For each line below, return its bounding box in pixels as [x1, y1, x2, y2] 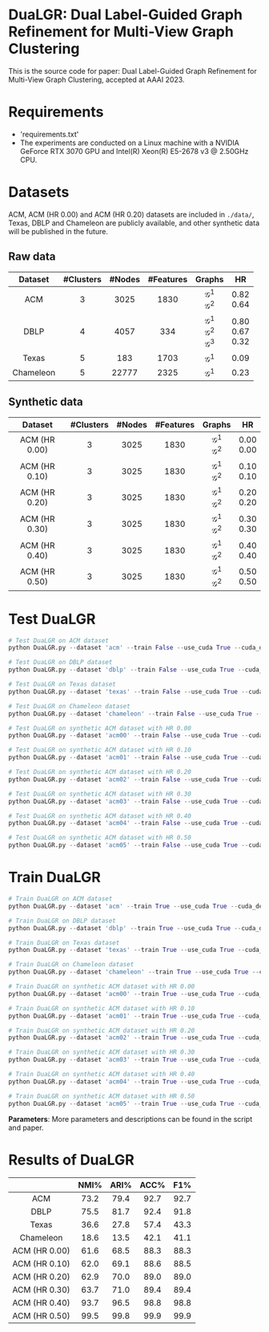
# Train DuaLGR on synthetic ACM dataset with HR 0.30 [8, 1048, 195, 1056]
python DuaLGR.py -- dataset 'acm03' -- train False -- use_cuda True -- [8, 797, 249, 805]
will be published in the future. [8, 226, 108, 236]
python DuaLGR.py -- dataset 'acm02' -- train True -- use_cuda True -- [8, 1034, 246, 1042]
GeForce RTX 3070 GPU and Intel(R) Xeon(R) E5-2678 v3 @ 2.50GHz [19, 146, 249, 156]
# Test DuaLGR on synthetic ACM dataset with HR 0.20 [8, 768, 192, 776]
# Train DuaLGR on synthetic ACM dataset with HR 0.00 [8, 982, 195, 991]
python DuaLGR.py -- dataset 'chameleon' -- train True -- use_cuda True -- [8, 968, 260, 976]
